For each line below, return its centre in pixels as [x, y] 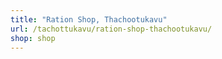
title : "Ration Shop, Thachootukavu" [89, 19]
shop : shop [33, 38]
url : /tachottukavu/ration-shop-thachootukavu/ [111, 29]
